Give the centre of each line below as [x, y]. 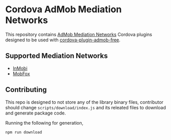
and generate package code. [36, 113]
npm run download [24, 132]
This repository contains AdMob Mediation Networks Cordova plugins [79, 34]
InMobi [20, 68]
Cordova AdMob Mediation [64, 9]
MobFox [21, 74]
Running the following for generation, [44, 123]
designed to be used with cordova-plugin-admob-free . [63, 40]
